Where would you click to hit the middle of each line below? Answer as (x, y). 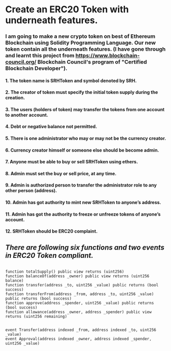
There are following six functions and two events (85, 247)
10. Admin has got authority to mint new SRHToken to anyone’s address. (83, 202)
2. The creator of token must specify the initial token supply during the (82, 92)
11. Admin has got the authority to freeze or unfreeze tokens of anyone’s (83, 214)
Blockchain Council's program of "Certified (92, 62)
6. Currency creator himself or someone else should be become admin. (82, 150)
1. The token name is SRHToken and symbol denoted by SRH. (71, 80)
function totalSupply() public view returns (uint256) (65, 272)
